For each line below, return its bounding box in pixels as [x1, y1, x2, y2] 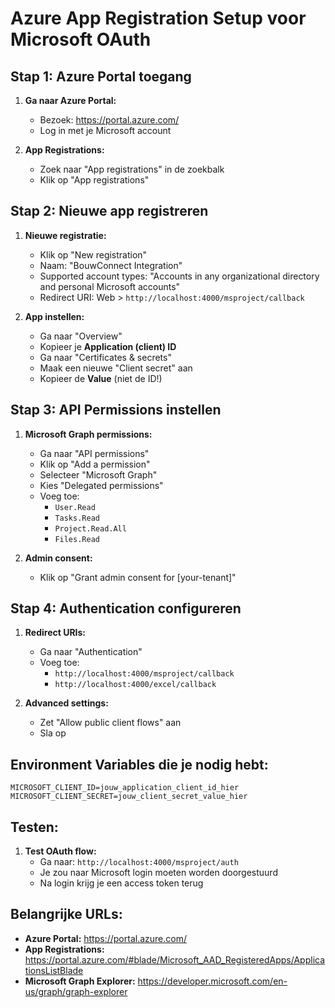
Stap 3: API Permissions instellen [10, 402, 222, 419]
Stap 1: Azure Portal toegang [10, 68, 192, 85]
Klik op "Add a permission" [39, 458, 151, 470]
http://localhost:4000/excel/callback [54, 680, 217, 690]
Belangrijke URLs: [10, 906, 123, 923]
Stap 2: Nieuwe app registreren [10, 203, 209, 220]
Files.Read [54, 534, 100, 544]
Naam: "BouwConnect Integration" [39, 259, 183, 271]
